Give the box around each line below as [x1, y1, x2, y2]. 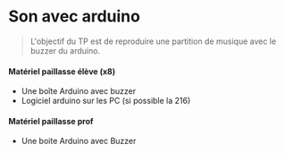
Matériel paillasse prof [8, 115, 94, 126]
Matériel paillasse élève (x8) [8, 65, 116, 77]
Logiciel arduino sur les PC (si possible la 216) [21, 96, 191, 106]
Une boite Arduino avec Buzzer [21, 136, 137, 147]
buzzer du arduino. [29, 45, 100, 55]
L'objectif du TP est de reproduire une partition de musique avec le [29, 36, 277, 47]
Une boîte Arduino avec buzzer [21, 86, 136, 97]
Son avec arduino [8, 6, 140, 27]
